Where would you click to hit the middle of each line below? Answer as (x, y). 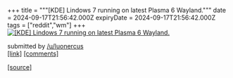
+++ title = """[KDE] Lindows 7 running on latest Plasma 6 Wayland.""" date (117, 10)
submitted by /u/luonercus (45, 46)
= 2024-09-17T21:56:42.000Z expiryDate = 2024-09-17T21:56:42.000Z (112, 18)
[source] (20, 67)
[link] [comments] (33, 53)
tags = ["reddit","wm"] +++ (46, 25)
